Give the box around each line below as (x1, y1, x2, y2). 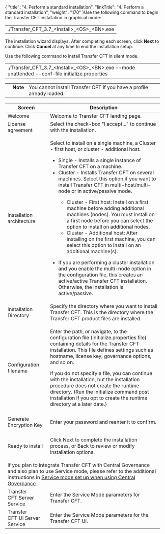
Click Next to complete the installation (50, 436, 137, 443)
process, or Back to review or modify (50, 443, 135, 449)
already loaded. (28, 90, 65, 97)
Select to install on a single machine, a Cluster (50, 140, 156, 146)
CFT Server (7, 495, 34, 501)
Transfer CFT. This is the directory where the (50, 309, 154, 316)
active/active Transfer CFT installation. (58, 278, 147, 284)
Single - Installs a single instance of (58, 157, 141, 164)
